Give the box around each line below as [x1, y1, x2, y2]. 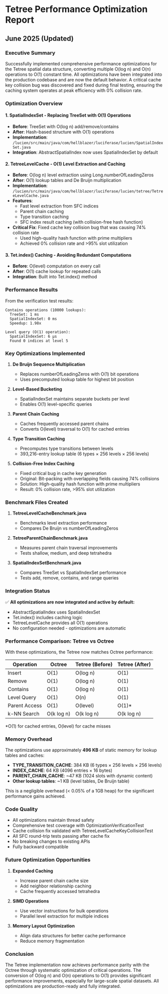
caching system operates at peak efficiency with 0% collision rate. [5, 87, 143, 93]
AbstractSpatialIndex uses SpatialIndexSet [12, 609, 100, 615]
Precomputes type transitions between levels [20, 446, 114, 451]
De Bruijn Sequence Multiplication [12, 361, 85, 367]
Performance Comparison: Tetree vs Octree [5, 637, 114, 644]
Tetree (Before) [75, 661, 113, 668]
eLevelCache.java [12, 193, 49, 198]
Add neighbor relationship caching [20, 883, 92, 889]
